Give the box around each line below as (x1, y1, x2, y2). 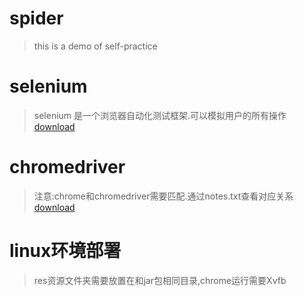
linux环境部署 (9, 240, 122, 262)
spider (9, 7, 64, 30)
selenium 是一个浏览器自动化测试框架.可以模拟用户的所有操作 (33, 109, 287, 121)
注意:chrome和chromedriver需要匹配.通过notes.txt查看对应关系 (33, 190, 294, 202)
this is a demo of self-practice (33, 40, 158, 52)
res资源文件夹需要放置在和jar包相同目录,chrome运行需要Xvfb (33, 274, 287, 286)
